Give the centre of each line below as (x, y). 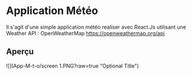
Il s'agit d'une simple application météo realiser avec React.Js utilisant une (96, 27)
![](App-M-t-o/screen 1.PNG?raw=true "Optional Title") (73, 66)
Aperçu (20, 52)
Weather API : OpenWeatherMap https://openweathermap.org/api (85, 33)
